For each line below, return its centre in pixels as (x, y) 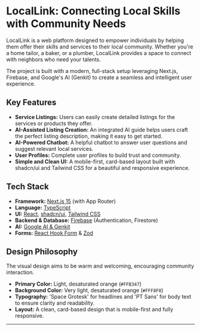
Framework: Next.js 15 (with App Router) (65, 201)
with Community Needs (66, 24)
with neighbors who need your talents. (54, 59)
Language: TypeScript (42, 207)
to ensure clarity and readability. (54, 303)
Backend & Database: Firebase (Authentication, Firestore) (86, 220)
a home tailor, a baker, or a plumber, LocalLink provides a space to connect (99, 53)
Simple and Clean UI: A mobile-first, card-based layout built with (95, 161)
